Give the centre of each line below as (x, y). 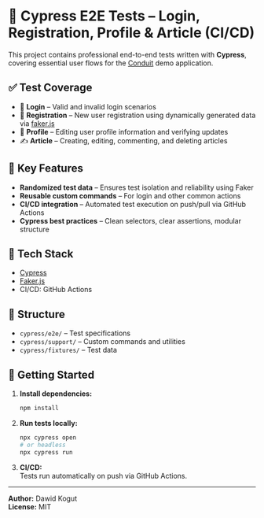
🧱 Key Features (46, 168)
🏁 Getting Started (51, 374)
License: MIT (30, 506)
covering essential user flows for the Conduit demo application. (111, 63)
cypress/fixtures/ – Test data (68, 350)
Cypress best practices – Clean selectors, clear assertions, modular (130, 220)
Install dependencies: (56, 394)
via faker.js (37, 123)
